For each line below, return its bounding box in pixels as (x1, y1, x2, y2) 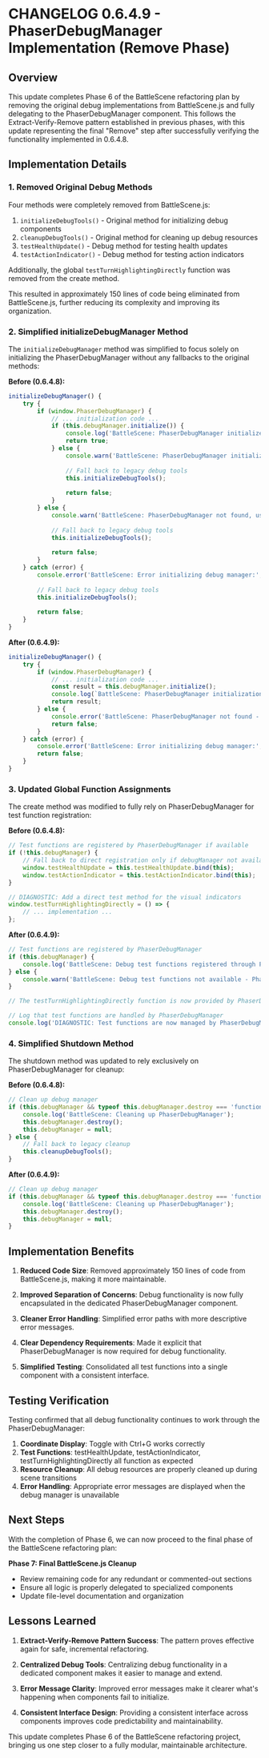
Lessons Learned (8, 1615, 96, 1628)
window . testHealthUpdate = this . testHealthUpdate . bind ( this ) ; (22, 863, 235, 871)
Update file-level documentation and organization (19, 1591, 184, 1600)
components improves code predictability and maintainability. (19, 1716, 223, 1726)
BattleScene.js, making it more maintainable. (19, 1274, 167, 1284)
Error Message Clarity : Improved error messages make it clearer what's (19, 1684, 259, 1693)
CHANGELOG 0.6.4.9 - (8, 5, 162, 23)
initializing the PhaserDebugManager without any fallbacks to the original (8, 352, 250, 362)
